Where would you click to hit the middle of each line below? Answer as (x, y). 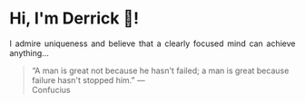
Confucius (51, 89)
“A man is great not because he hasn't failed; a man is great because (160, 70)
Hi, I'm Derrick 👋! (74, 19)
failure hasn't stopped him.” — (88, 80)
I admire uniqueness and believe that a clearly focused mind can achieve (152, 43)
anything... (30, 52)
